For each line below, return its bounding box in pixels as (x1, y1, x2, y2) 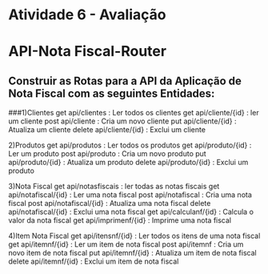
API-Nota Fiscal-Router (8, 42, 166, 61)
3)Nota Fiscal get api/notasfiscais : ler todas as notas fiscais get (8, 182, 220, 191)
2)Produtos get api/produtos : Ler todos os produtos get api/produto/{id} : (8, 140, 252, 150)
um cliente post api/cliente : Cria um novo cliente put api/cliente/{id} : (8, 116, 238, 126)
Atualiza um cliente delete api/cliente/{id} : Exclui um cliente (8, 125, 206, 135)
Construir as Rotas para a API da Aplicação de (8, 74, 242, 87)
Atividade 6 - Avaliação (8, 6, 166, 24)
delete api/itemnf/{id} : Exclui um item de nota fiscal (8, 256, 179, 266)
